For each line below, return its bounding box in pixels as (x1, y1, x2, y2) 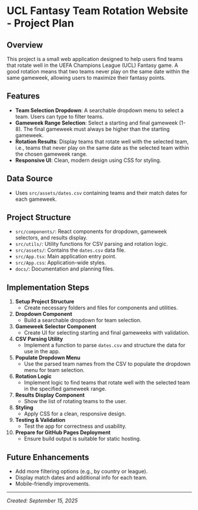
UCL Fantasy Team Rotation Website (6, 4, 189, 18)
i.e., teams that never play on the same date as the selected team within (15, 144, 190, 151)
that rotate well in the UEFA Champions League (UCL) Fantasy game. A (6, 62, 179, 69)
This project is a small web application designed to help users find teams (6, 56, 183, 62)
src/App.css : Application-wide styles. (15, 259, 106, 266)
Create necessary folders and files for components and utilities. (24, 304, 178, 312)
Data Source (6, 174, 53, 184)
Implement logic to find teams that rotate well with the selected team (24, 379, 190, 386)
